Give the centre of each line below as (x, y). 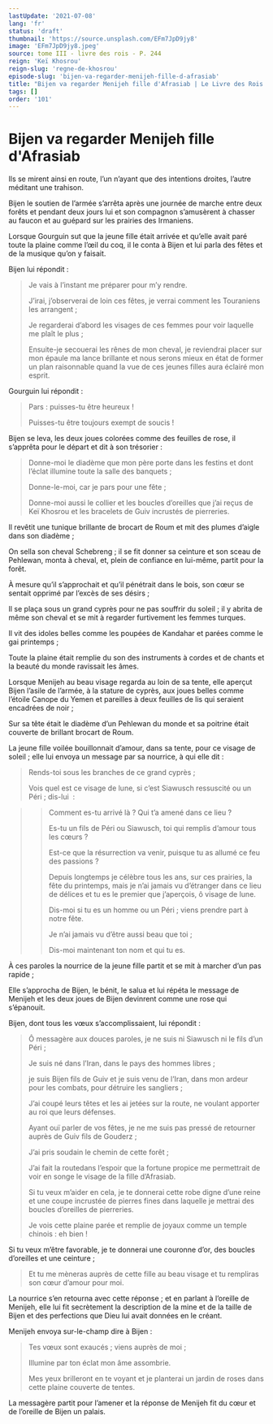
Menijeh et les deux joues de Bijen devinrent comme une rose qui (118, 999)
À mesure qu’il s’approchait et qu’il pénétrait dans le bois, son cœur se (127, 585)
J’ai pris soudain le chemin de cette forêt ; (98, 1152)
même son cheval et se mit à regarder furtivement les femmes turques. (127, 617)
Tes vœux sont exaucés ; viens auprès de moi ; (107, 1347)
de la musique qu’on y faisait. (57, 253)
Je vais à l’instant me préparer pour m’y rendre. (108, 285)
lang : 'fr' (27, 24)
